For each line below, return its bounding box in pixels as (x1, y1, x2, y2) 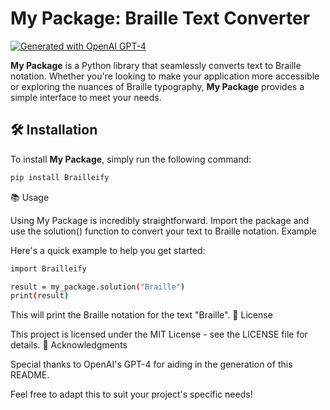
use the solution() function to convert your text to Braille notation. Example (10, 225, 317, 237)
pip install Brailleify (10, 172, 110, 182)
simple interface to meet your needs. (10, 91, 162, 103)
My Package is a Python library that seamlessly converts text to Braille (10, 59, 302, 71)
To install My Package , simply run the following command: (10, 153, 252, 165)
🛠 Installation (10, 122, 98, 139)
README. (10, 369, 50, 381)
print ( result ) (10, 291, 70, 301)
